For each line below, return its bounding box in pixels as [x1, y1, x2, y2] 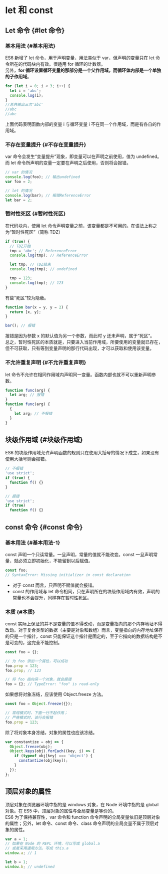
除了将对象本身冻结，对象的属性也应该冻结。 [5, 729, 97, 735]
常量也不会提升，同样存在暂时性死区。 [12, 595, 91, 601]
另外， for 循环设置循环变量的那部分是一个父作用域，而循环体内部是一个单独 [5, 67, 161, 73]
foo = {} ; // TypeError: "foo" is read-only [5, 681, 99, 687]
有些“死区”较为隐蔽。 [5, 294, 49, 301]
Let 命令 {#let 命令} [5, 26, 65, 35]
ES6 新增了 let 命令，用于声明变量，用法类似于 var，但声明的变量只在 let [5, 55, 154, 61]
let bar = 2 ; [5, 198, 32, 203]
